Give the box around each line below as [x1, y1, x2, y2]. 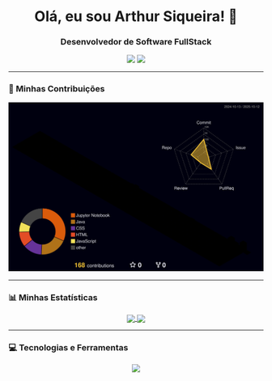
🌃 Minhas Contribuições [8, 83, 105, 95]
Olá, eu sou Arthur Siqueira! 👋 [34, 7, 238, 26]
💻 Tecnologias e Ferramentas [8, 342, 129, 353]
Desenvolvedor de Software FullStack [60, 36, 212, 48]
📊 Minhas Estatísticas [8, 291, 99, 303]
